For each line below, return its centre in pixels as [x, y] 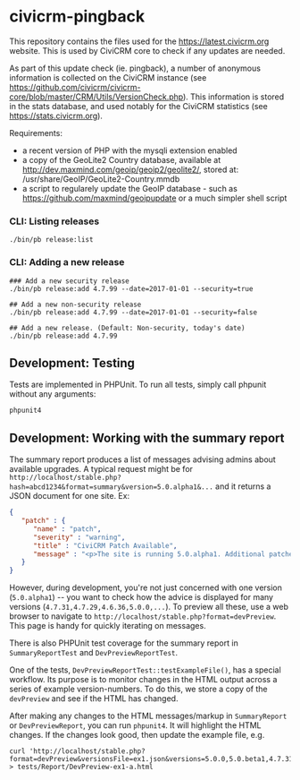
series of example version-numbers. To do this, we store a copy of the [138, 689]
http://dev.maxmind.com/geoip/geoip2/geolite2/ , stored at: [130, 169]
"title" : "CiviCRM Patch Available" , [105, 545]
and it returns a [243, 486]
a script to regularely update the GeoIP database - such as [130, 188]
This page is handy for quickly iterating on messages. [108, 626]
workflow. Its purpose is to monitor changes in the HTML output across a [143, 680]
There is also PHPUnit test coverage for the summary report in [124, 643]
